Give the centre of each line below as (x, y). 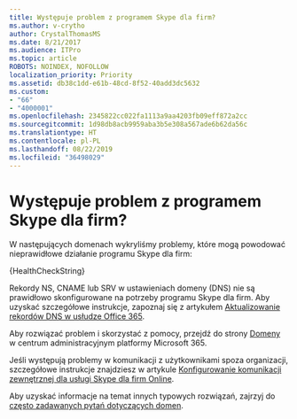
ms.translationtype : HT (53, 133)
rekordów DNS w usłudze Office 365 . (77, 316)
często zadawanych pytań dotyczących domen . (97, 406)
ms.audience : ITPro (45, 50)
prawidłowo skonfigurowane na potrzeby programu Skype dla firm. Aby (140, 298)
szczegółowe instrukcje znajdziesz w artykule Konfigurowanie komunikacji (145, 369)
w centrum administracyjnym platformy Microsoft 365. (108, 343)
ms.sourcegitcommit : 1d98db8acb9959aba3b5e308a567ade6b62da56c (129, 125)
